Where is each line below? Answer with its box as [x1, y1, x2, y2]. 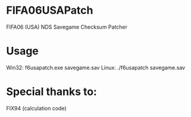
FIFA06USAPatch [6, 4, 93, 17]
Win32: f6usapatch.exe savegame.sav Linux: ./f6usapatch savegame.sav [6, 64, 186, 71]
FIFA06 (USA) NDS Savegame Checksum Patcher [6, 23, 128, 30]
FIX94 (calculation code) [6, 104, 67, 112]
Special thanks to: [6, 85, 97, 98]
